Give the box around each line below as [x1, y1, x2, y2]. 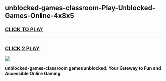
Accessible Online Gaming [5, 70, 61, 76]
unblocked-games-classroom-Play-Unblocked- [5, 4, 156, 12]
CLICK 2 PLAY [5, 45, 40, 52]
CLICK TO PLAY [5, 27, 43, 33]
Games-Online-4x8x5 [5, 12, 74, 20]
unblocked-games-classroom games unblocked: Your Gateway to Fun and [5, 65, 161, 71]
